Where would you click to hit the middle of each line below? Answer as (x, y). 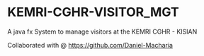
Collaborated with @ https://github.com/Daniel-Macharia (90, 45)
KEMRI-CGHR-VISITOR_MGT (93, 12)
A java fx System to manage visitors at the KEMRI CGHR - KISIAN (102, 31)
